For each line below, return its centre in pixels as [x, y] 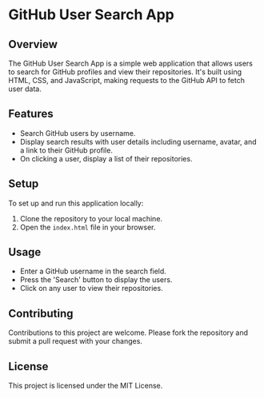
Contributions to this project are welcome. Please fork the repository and [128, 332]
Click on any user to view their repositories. [91, 289]
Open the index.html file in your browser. [88, 227]
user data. [25, 89]
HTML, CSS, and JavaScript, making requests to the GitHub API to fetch [127, 80]
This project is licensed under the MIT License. [86, 386]
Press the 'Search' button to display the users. [96, 280]
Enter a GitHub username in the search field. [93, 271]
